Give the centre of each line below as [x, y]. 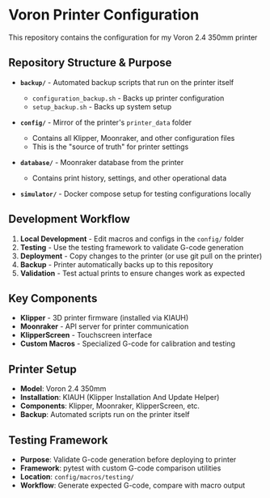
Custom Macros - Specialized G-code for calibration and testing [128, 344]
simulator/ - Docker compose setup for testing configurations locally [135, 194]
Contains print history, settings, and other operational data [129, 178]
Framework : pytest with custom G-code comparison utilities [120, 468]
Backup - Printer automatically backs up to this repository [116, 264]
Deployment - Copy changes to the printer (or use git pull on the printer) [141, 256]
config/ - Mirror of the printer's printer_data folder [106, 122]
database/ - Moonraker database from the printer [102, 162]
